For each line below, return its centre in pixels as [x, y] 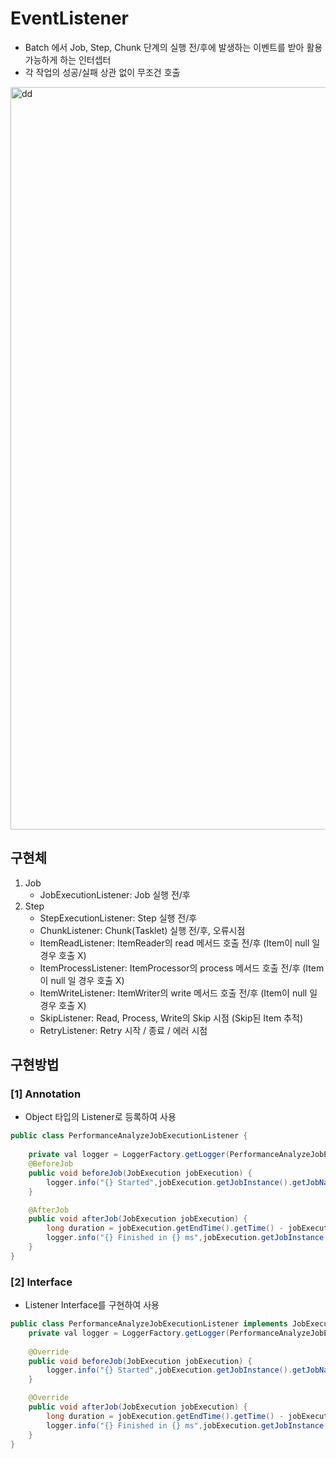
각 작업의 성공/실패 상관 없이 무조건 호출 [102, 72]
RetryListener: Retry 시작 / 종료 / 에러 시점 [123, 1030]
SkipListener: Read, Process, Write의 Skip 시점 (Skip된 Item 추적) [171, 1018]
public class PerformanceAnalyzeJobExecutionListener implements [149, 1324]
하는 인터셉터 [85, 59]
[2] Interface [41, 1282]
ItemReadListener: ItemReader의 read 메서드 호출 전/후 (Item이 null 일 [180, 943]
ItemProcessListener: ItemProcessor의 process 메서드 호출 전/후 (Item [182, 968]
